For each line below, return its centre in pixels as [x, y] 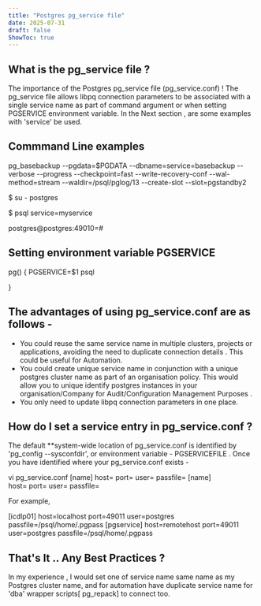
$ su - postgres [33, 197]
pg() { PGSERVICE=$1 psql [51, 272]
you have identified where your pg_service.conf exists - [99, 463]
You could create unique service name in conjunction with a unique [129, 368]
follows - [30, 324]
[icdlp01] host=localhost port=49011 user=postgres [91, 516]
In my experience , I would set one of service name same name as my [121, 577]
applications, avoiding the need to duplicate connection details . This [131, 351]
